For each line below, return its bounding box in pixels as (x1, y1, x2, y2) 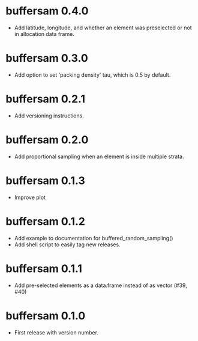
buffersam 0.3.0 (5, 52, 88, 65)
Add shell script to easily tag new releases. (14, 241, 121, 248)
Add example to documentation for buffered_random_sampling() (14, 234, 173, 242)
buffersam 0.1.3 (5, 174, 85, 187)
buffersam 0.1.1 (5, 262, 82, 275)
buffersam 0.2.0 (5, 133, 89, 146)
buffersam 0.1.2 (5, 215, 85, 228)
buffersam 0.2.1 (5, 92, 85, 106)
